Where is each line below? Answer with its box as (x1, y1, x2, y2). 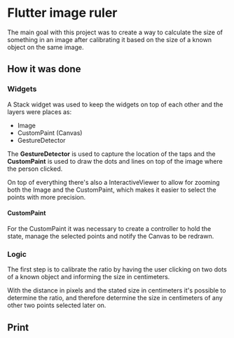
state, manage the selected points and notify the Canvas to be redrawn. (7, 232, 214, 240)
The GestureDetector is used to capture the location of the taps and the (7, 149, 216, 158)
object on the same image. (7, 43, 84, 51)
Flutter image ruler (7, 5, 118, 21)
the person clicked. (7, 164, 63, 173)
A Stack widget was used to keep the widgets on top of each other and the (7, 100, 223, 108)
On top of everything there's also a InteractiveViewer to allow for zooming (7, 178, 220, 186)
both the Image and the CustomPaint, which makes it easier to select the (7, 185, 216, 194)
